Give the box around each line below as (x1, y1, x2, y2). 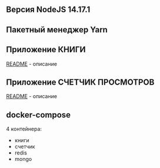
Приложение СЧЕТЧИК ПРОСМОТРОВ (6, 77, 155, 87)
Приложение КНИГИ (6, 45, 86, 55)
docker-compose (6, 110, 71, 120)
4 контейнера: (6, 126, 42, 133)
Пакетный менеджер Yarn (6, 25, 108, 35)
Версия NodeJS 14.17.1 (6, 5, 91, 15)
